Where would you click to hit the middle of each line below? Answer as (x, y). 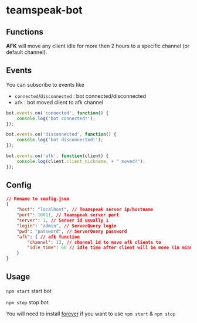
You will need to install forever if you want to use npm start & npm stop (91, 314)
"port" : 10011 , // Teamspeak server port (68, 215)
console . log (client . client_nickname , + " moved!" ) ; (81, 161)
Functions (25, 32)
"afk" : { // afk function (48, 237)
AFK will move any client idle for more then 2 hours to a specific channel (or (98, 46)
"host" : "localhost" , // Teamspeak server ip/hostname (85, 210)
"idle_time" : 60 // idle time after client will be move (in (103, 248)
